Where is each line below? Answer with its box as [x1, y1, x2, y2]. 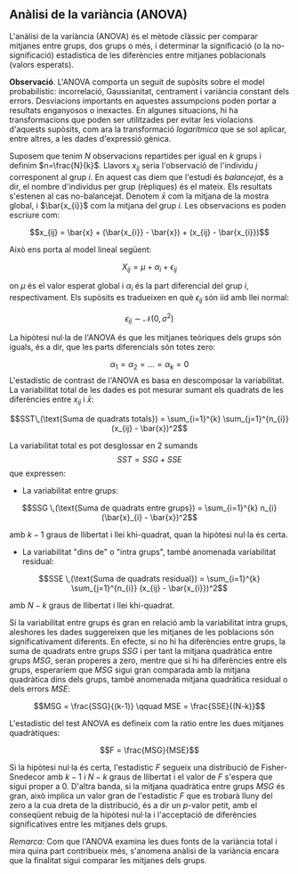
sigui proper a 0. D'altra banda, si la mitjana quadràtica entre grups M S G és [9, 781, 286, 792]
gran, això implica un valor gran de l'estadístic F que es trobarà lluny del [9, 790, 273, 801]
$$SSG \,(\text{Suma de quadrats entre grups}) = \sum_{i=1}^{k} [21, 502, 259, 513]
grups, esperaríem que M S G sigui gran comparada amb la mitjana [9, 665, 251, 675]
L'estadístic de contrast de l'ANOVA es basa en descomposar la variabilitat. [9, 375, 285, 386]
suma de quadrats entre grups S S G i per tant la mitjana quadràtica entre [9, 646, 273, 657]
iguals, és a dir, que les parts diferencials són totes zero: [9, 342, 216, 353]
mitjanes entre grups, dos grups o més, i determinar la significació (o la [9, 40, 270, 51]
